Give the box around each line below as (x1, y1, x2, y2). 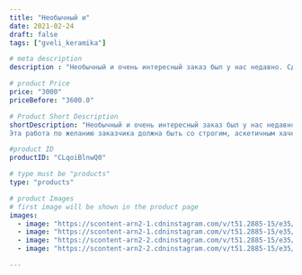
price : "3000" (9, 87, 63, 96)
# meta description (9, 55, 83, 64)
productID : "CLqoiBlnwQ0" (9, 154, 106, 163)
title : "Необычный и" (9, 13, 91, 22)
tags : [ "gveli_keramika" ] (9, 38, 106, 48)
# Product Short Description (9, 111, 119, 121)
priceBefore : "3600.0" (9, 95, 94, 104)
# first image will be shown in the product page (9, 202, 200, 211)
